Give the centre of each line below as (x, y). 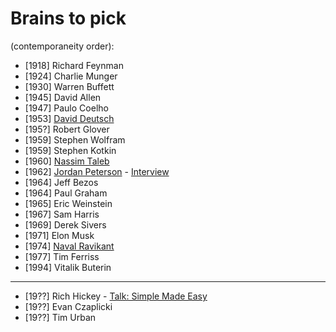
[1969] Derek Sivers (65, 224)
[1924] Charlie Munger (71, 76)
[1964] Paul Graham (66, 193)
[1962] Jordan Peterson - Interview (97, 171)
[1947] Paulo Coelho (66, 108)
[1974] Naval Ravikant (69, 246)
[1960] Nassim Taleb (67, 161)
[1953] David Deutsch (69, 118)
